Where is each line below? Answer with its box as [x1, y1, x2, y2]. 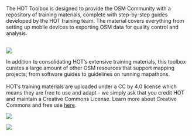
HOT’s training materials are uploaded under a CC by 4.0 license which [6, 83, 177, 90]
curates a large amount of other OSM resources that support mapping [6, 64, 174, 71]
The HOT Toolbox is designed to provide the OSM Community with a [6, 5, 172, 12]
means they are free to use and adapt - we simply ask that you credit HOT [6, 89, 184, 96]
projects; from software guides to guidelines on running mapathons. [6, 71, 170, 78]
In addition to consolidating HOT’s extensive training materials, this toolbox [6, 58, 186, 65]
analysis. [6, 30, 28, 37]
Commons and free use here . [6, 102, 77, 109]
